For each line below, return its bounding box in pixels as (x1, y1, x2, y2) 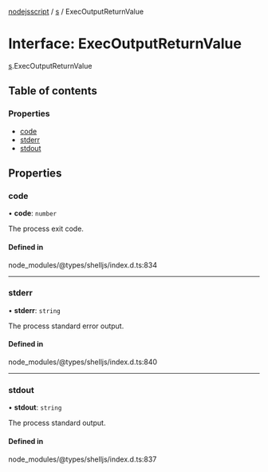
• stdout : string (8, 403, 62, 412)
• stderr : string (8, 305, 61, 315)
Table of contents (8, 84, 97, 98)
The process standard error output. (8, 321, 124, 331)
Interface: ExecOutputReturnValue (8, 35, 242, 53)
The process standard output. (8, 418, 106, 428)
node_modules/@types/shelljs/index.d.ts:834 (8, 260, 158, 270)
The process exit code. (8, 224, 84, 234)
